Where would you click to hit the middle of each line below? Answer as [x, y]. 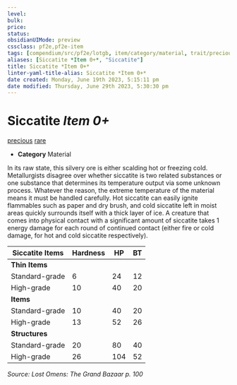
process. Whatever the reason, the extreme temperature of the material [111, 191]
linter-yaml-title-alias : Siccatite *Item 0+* [77, 73]
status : [19, 34]
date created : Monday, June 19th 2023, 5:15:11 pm [83, 79]
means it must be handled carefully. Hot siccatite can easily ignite [103, 198]
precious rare [27, 141]
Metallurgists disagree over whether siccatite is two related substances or [115, 176]
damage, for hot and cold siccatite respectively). [78, 236]
